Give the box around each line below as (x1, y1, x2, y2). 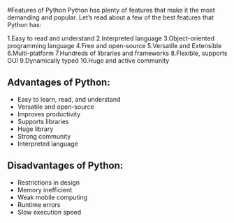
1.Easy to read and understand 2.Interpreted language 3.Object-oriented (7, 34, 215, 43)
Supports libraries (17, 117, 69, 125)
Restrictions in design (17, 178, 80, 187)
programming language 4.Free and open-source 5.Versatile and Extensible (7, 42, 222, 49)
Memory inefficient (17, 185, 72, 194)
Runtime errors (17, 200, 61, 208)
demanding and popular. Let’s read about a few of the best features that (7, 13, 214, 22)
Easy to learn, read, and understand (17, 95, 121, 103)
